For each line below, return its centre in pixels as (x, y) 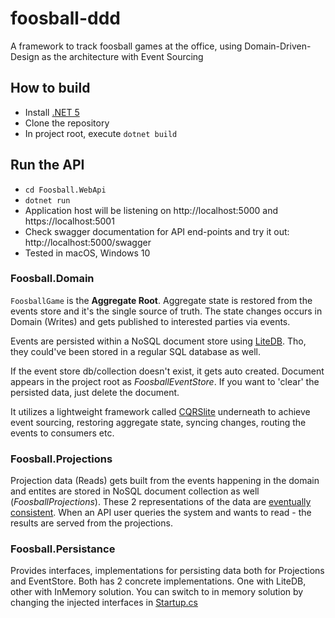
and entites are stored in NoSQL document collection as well (135, 491)
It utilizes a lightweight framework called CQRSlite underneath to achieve (160, 411)
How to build (50, 88)
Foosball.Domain (52, 279)
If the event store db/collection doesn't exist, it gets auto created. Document (167, 371)
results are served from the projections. (91, 523)
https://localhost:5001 (69, 221)
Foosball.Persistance (63, 549)
